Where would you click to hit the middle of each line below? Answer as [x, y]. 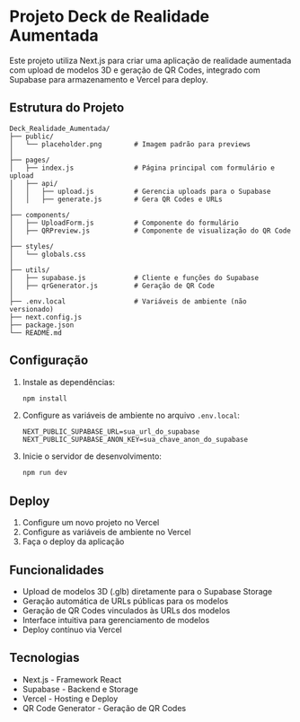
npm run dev [44, 473]
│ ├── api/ [34, 183]
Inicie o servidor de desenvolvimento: [92, 456]
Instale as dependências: [68, 382]
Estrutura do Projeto [67, 108]
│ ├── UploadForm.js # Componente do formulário [124, 223]
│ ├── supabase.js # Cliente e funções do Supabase [134, 277]
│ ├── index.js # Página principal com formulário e [142, 168]
